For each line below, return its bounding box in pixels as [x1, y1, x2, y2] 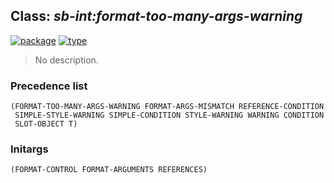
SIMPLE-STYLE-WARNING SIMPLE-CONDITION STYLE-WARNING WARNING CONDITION [14, 110, 325, 121]
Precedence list [10, 79, 88, 93]
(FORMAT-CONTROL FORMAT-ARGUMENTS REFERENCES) [10, 165, 208, 175]
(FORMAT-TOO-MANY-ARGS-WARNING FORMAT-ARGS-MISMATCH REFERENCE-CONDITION [10, 102, 325, 112]
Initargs [10, 142, 49, 156]
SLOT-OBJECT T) [14, 119, 78, 129]
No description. [34, 54, 99, 66]
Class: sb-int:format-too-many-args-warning [10, 8, 303, 25]
